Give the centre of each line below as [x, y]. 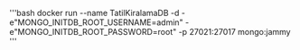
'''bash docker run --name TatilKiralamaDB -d [94, 13]
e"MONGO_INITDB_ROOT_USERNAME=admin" [96, 22]
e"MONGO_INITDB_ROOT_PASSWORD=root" [93, 32]
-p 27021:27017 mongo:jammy [234, 32]
